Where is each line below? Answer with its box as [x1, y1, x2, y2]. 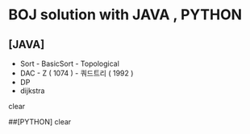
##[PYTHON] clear [8, 117, 72, 126]
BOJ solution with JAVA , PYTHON [8, 6, 243, 24]
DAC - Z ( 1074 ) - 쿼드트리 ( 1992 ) [19, 68, 134, 78]
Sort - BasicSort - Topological [19, 59, 119, 68]
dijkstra [19, 86, 45, 95]
